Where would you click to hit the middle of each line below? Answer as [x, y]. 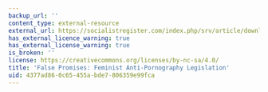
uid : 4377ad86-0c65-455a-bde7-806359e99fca [82, 75]
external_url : [32, 30]
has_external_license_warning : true [69, 46]
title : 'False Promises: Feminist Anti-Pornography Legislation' [119, 68]
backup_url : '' [33, 16]
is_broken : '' [32, 53]
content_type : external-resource [64, 23]
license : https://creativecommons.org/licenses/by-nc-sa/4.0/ [114, 61]
